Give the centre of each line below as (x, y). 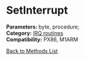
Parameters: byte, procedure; (43, 27)
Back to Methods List (32, 50)
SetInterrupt (37, 10)
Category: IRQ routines (35, 33)
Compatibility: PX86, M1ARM (42, 39)
